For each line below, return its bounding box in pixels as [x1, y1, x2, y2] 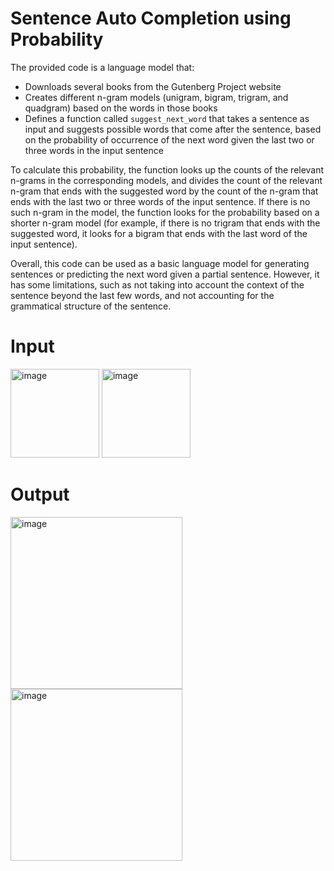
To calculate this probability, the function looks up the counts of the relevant [10, 163, 325, 176]
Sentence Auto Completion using [10, 7, 292, 30]
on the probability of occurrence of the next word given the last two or [24, 133, 315, 146]
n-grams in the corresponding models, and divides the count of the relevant [10, 174, 323, 186]
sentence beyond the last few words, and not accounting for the [10, 289, 275, 301]
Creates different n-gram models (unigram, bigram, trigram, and [24, 91, 289, 103]
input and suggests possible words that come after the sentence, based [24, 123, 322, 135]
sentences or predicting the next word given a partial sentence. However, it [10, 268, 320, 280]
